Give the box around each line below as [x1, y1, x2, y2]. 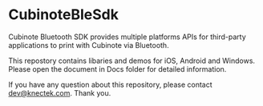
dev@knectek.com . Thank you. [8, 88, 111, 97]
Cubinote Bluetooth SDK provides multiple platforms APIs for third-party [8, 32, 246, 41]
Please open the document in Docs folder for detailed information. [8, 64, 227, 73]
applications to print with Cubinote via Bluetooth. [8, 40, 170, 49]
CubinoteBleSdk [8, 6, 119, 24]
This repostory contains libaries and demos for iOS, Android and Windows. [8, 56, 255, 65]
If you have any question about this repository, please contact [8, 80, 212, 89]
